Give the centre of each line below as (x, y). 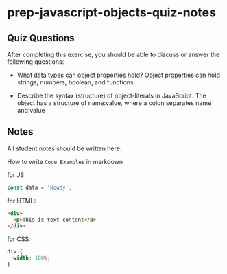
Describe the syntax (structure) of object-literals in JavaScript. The (112, 95)
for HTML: (22, 201)
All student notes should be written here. (64, 148)
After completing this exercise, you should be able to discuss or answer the (113, 54)
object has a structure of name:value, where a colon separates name (114, 103)
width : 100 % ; (32, 258)
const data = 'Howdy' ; (39, 187)
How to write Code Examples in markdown (65, 161)
